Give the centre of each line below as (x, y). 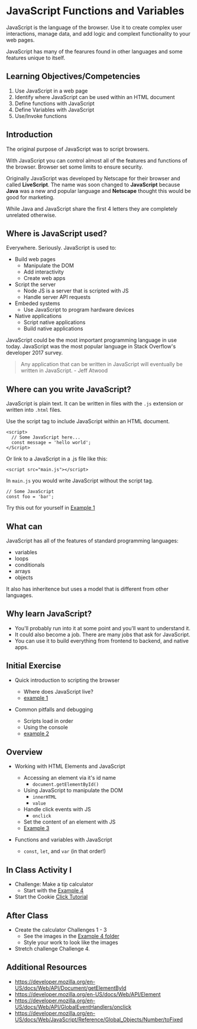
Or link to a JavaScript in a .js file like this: (57, 459)
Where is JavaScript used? (57, 234)
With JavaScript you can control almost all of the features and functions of (97, 160)
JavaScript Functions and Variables (95, 11)
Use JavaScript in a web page (51, 91)
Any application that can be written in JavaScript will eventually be (101, 364)
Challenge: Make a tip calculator (54, 884)
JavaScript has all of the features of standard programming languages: (92, 541)
